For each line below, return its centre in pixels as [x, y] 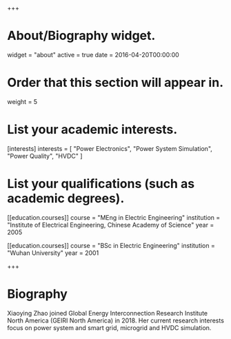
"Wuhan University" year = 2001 [53, 253]
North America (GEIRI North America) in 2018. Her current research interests [115, 320]
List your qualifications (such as [101, 184]
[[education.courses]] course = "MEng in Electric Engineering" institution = [114, 217]
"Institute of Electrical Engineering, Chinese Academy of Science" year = [111, 225]
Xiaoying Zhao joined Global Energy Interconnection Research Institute [108, 313]
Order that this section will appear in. [115, 83]
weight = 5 [22, 101]
